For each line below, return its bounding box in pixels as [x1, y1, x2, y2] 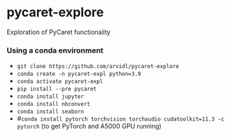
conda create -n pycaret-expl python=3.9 [16, 70, 141, 78]
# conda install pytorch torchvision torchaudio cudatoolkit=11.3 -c [16, 114, 225, 123]
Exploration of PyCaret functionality [6, 28, 111, 36]
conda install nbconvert [16, 101, 91, 108]
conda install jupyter [16, 93, 84, 100]
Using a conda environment [6, 45, 104, 55]
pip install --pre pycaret [16, 86, 97, 93]
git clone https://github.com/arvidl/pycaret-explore [16, 63, 179, 70]
